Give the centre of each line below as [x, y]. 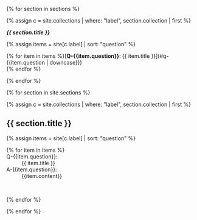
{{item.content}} [42, 176]
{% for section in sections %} [43, 9]
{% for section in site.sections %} [48, 93]
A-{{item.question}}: [32, 169]
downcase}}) [66, 62]
